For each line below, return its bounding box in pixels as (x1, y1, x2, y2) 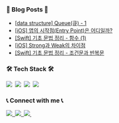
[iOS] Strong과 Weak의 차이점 (14, 42, 86, 49)
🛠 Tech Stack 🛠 (6, 65, 54, 73)
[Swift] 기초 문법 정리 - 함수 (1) (14, 34, 87, 42)
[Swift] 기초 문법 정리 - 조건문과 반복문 (14, 49, 105, 56)
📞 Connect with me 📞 (6, 96, 64, 105)
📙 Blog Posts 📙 (6, 5, 49, 14)
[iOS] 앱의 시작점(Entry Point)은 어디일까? (14, 27, 113, 34)
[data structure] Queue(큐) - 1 (14, 20, 87, 27)
